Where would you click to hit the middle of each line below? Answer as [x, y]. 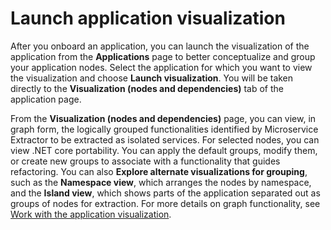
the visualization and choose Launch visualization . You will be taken [152, 78]
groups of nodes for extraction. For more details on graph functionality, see [165, 203]
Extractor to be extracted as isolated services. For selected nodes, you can [165, 139]
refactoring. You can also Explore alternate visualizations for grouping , [159, 171]
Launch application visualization [148, 18]
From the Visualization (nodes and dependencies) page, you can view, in [163, 118]
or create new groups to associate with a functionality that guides [145, 161]
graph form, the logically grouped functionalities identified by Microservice [164, 129]
